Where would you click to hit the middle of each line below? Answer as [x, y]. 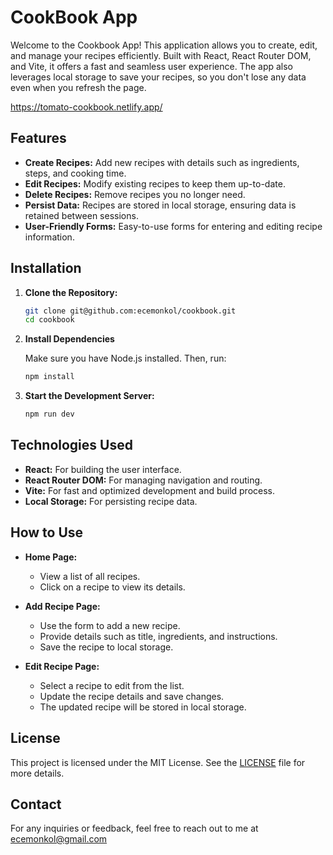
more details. [37, 773]
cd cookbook [49, 320]
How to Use [47, 532]
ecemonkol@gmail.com [59, 839]
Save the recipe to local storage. [106, 647]
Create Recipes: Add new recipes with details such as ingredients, [162, 162]
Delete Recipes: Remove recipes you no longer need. [135, 194]
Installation [46, 268]
